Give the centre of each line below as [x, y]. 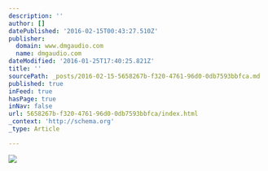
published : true [36, 83]
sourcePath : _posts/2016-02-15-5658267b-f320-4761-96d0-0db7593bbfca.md [134, 76]
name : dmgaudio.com [49, 53]
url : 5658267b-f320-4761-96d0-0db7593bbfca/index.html [103, 114]
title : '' [25, 69]
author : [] [27, 24]
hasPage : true [33, 99]
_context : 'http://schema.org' [62, 122]
